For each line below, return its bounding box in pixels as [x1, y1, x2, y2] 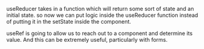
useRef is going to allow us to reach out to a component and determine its [6, 30, 193, 37]
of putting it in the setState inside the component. [6, 18, 132, 25]
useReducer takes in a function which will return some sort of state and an [6, 5, 194, 12]
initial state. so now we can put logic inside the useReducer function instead [6, 11, 198, 19]
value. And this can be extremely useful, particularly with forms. [6, 36, 168, 43]
